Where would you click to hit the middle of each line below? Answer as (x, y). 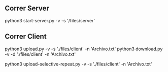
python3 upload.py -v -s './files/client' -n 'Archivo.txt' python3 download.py (84, 49)
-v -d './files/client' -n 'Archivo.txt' (40, 54)
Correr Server (27, 8)
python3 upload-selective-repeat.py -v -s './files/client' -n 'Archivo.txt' (79, 64)
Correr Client (26, 37)
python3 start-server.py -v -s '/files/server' (50, 20)
